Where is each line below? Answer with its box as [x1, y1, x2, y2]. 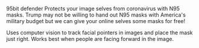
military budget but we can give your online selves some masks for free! [6, 18, 186, 24]
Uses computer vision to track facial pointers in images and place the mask [6, 29, 193, 36]
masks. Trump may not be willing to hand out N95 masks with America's [6, 11, 186, 18]
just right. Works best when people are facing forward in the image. [6, 36, 174, 42]
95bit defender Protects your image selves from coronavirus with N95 [6, 5, 180, 12]
